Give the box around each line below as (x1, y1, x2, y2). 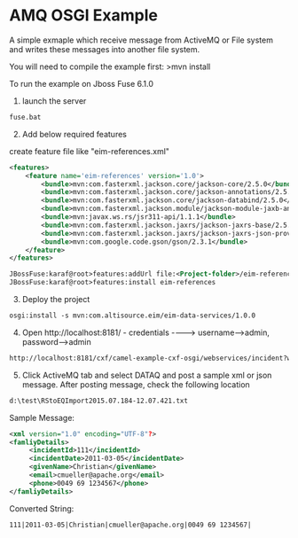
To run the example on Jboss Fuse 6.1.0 (9, 78, 153, 89)
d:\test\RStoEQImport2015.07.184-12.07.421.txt (9, 396, 189, 405)
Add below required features (21, 129, 127, 139)
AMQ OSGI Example (9, 5, 158, 26)
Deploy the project (21, 294, 90, 305)
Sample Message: (9, 412, 75, 423)
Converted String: (9, 503, 74, 514)
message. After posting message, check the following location (21, 378, 250, 390)
